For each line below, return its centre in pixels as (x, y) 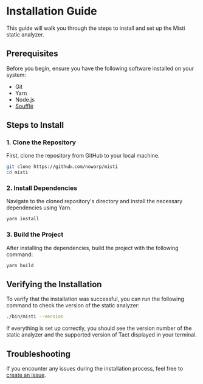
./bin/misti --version (35, 317)
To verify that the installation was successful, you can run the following (95, 299)
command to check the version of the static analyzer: (73, 305)
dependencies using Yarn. (39, 208)
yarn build (20, 265)
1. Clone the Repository (41, 142)
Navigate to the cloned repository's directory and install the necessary (95, 201)
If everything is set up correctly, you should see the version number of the (99, 328)
